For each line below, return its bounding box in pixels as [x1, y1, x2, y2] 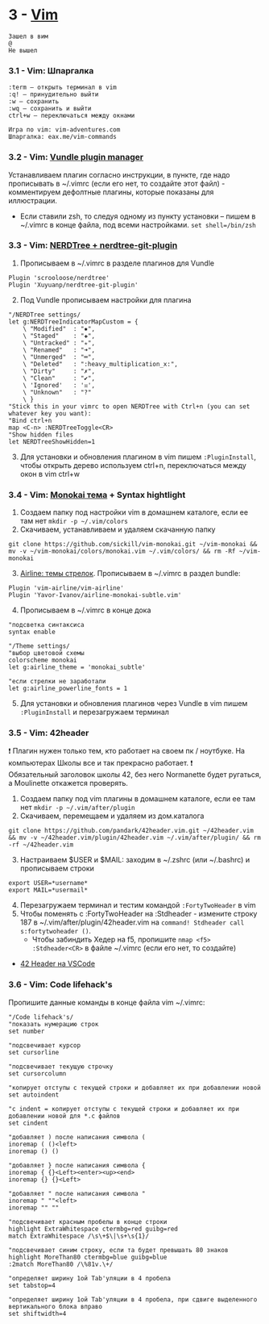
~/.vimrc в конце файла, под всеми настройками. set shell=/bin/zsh [19, 219, 256, 229]
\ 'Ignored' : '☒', [23, 381, 95, 389]
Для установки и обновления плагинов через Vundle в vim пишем [19, 699, 248, 708]
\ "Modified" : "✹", [23, 324, 95, 332]
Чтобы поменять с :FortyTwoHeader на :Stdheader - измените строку [19, 909, 258, 919]
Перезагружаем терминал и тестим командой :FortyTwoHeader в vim [19, 900, 256, 910]
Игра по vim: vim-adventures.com [8, 126, 121, 134]
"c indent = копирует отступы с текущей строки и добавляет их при [8, 1105, 240, 1113]
